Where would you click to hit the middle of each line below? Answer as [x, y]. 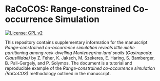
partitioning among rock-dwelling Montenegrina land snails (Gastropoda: [79, 53]
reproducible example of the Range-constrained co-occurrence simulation [80, 68]
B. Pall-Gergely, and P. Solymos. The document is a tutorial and [69, 63]
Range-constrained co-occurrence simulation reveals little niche [70, 47]
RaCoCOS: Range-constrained [68, 9]
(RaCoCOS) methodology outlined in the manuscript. [58, 73]
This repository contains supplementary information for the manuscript [76, 42]
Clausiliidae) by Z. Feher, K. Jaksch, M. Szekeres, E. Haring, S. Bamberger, [80, 58]
